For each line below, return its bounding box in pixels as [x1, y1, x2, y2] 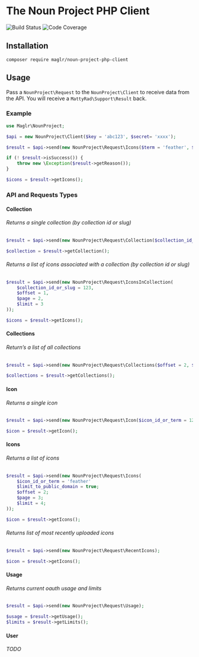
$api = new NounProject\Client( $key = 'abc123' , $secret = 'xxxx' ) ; [6, 133, 176, 140]
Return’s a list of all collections [6, 344, 81, 351]
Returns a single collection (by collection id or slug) [6, 219, 131, 226]
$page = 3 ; [17, 495, 44, 501]
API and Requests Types [6, 191, 78, 199]
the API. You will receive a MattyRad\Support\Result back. [6, 95, 147, 102]
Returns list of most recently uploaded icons [6, 529, 114, 537]
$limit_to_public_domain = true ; [17, 484, 99, 490]
